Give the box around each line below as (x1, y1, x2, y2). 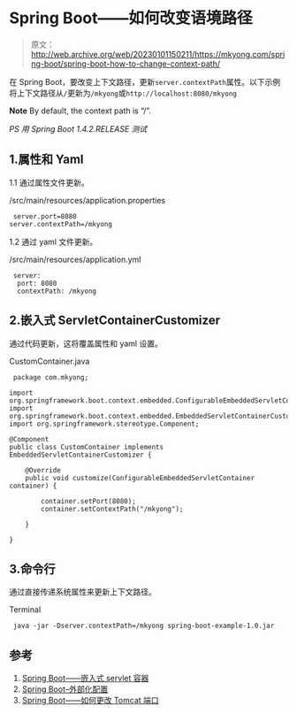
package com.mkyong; (12, 372, 89, 381)
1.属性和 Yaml (9, 152, 84, 167)
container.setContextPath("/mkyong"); (41, 504, 184, 513)
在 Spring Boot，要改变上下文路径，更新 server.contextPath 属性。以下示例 (9, 76, 281, 87)
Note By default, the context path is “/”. (9, 105, 152, 116)
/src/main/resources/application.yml (9, 254, 141, 265)
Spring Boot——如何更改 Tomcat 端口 (21, 695, 159, 706)
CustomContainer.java (9, 356, 90, 366)
